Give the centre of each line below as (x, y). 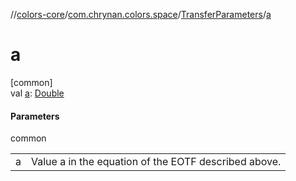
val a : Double (37, 93)
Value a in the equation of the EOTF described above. (156, 162)
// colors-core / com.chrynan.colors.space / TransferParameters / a (141, 14)
